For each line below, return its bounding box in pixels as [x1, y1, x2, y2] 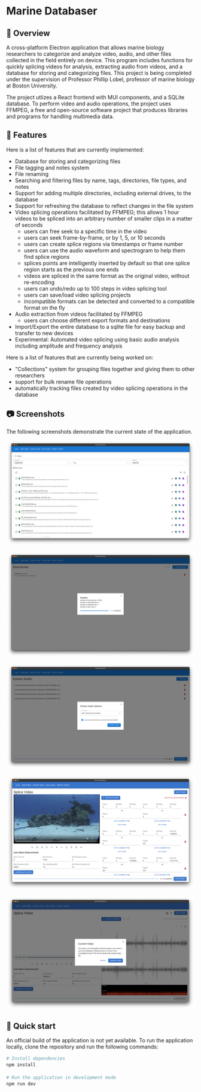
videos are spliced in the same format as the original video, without [23, 272, 190, 279]
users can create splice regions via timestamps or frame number [23, 240, 184, 247]
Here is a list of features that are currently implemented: [6, 146, 144, 153]
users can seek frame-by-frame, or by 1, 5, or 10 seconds [23, 234, 166, 241]
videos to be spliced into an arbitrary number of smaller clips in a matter [14, 214, 193, 222]
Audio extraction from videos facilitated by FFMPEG [14, 310, 143, 317]
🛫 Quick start [6, 1021, 56, 1031]
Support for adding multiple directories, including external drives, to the [14, 189, 191, 196]
